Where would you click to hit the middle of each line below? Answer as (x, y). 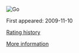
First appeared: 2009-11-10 (39, 21)
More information (28, 44)
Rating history (23, 32)
